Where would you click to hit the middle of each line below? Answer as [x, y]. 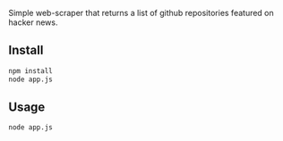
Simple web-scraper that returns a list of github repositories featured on [141, 13]
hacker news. [33, 22]
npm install [30, 70]
